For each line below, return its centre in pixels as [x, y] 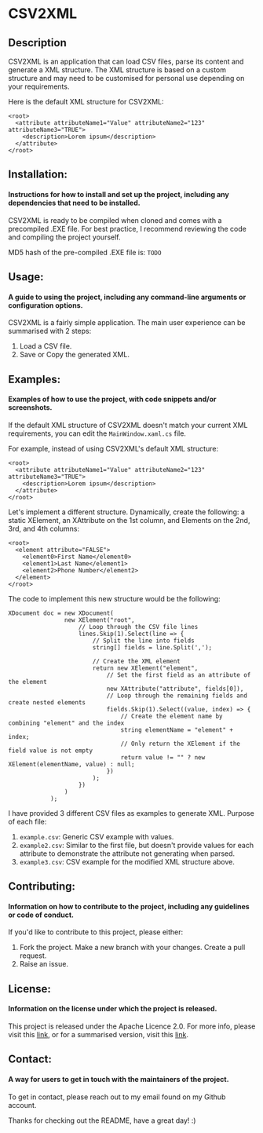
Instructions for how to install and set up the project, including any [119, 194]
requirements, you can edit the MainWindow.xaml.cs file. [97, 433]
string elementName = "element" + [177, 730]
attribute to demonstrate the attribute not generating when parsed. [127, 853]
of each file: [27, 821]
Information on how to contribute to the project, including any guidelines [129, 906]
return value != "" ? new [163, 757]
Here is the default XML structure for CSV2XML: [86, 102]
